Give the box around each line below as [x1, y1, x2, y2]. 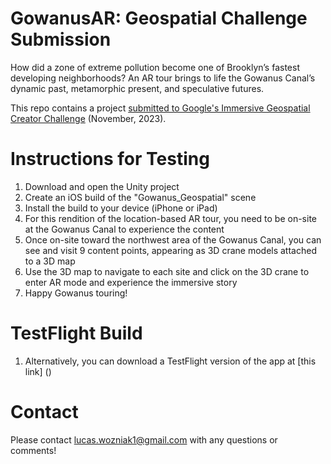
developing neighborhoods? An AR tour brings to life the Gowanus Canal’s [10, 72, 316, 84]
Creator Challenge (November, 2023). [10, 112, 167, 124]
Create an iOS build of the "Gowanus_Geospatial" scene [24, 191, 257, 203]
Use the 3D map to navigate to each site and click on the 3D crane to [24, 265, 310, 277]
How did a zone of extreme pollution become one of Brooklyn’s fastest [10, 61, 300, 73]
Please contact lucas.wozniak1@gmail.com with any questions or [10, 433, 278, 446]
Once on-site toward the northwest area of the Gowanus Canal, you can [24, 233, 322, 246]
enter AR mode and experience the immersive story [24, 276, 238, 288]
